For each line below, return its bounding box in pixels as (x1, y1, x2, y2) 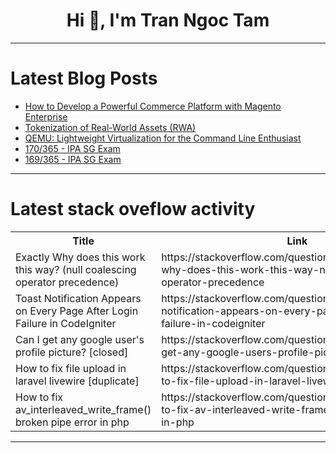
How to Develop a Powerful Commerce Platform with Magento (24, 100, 282, 112)
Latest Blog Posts (10, 67, 158, 90)
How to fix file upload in (15, 361, 127, 375)
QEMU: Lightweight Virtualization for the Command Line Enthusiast (24, 132, 302, 144)
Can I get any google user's (15, 332, 145, 346)
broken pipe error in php (15, 415, 130, 429)
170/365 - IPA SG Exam (24, 142, 121, 154)
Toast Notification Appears (15, 291, 142, 305)
